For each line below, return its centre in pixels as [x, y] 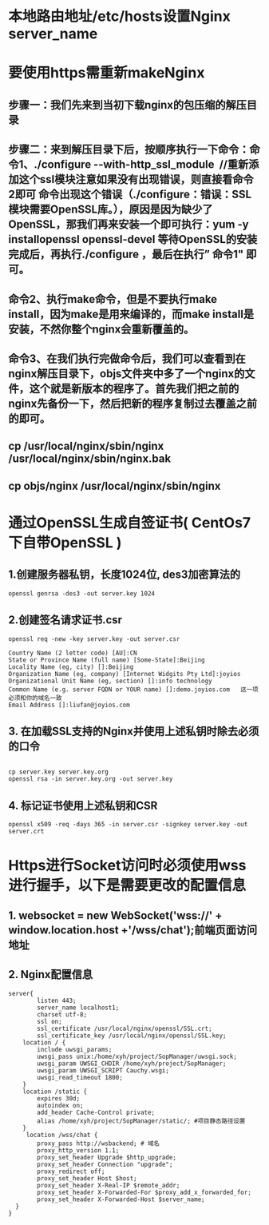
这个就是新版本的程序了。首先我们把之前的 [134, 388]
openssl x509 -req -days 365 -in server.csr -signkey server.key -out [128, 825]
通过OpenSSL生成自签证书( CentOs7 [130, 522]
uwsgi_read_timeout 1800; [80, 1077]
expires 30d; [59, 1098]
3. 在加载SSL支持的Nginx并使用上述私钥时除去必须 [134, 731]
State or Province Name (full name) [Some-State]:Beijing [107, 660]
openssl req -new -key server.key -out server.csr [94, 639]
